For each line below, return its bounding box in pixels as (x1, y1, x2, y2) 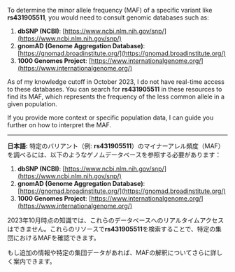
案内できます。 (13, 257, 56, 265)
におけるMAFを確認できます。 (13, 234, 100, 242)
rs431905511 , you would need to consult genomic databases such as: (7, 13, 209, 22)
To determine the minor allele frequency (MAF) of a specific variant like (7, 6, 213, 14)
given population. (7, 100, 57, 108)
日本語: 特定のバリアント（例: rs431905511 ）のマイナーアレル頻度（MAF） (7, 142, 225, 150)
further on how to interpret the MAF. (7, 121, 112, 129)
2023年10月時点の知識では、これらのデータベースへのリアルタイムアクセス (7, 216, 225, 224)
